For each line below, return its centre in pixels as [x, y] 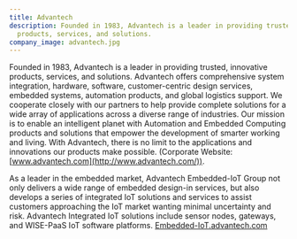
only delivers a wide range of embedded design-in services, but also [134, 188]
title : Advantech [41, 17]
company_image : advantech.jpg [65, 42]
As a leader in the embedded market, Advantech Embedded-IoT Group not [145, 179]
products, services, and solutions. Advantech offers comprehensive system [147, 77]
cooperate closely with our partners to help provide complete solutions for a [148, 105]
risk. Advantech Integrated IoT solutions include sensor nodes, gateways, [143, 216]
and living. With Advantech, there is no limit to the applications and [131, 143]
